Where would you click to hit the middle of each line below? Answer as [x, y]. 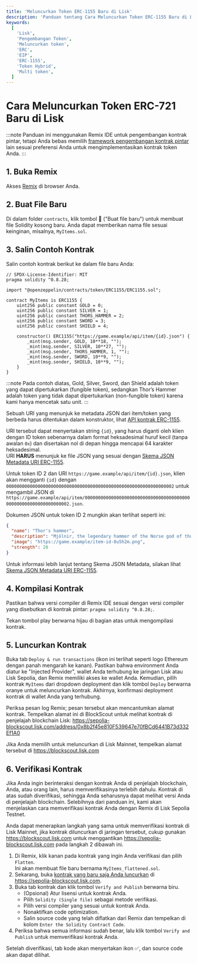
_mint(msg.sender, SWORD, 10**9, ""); [74, 357]
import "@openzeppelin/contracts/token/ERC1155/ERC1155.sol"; [84, 290]
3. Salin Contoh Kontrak [50, 250]
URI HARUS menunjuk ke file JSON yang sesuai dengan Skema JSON [90, 456]
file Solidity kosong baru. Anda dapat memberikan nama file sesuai [87, 225]
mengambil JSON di [30, 492]
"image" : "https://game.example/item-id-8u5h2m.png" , [78, 542]
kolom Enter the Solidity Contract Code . [74, 925]
